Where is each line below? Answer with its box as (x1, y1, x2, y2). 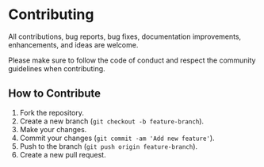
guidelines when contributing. (8, 63, 105, 73)
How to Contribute (8, 87, 101, 101)
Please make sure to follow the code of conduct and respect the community (8, 55, 256, 65)
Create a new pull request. (19, 150, 106, 159)
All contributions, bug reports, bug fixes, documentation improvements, (8, 32, 242, 41)
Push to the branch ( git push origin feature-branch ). (19, 141, 198, 151)
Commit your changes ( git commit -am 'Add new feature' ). (19, 133, 216, 142)
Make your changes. (19, 124, 87, 134)
